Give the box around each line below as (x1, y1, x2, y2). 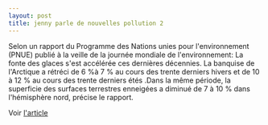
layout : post (8, 11, 52, 20)
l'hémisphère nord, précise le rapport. (8, 92, 134, 102)
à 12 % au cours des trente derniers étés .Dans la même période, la (8, 75, 231, 85)
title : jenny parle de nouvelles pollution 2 (8, 19, 163, 27)
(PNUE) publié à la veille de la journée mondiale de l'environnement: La (8, 50, 244, 59)
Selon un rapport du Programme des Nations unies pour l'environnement (8, 41, 249, 50)
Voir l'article (8, 107, 48, 117)
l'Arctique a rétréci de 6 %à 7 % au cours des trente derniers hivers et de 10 (8, 67, 260, 76)
